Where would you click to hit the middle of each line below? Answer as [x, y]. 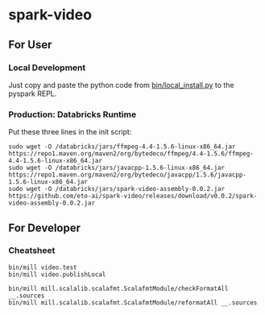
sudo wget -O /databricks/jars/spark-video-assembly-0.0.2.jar [117, 189]
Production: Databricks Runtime [72, 114]
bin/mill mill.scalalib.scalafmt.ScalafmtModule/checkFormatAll [118, 288]
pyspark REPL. [33, 93]
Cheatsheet [32, 251]
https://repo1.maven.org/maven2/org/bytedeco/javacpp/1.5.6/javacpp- [128, 175]
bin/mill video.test [43, 267]
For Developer [45, 228]
